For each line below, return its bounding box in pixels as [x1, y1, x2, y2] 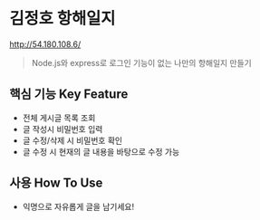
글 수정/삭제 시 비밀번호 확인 [22, 135, 123, 146]
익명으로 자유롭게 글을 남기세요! [22, 201, 134, 212]
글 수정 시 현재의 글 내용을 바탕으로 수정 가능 [22, 146, 180, 157]
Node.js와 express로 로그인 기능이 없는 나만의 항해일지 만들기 [31, 57, 252, 68]
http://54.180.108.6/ [9, 38, 82, 50]
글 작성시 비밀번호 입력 [22, 123, 103, 134]
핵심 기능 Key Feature [9, 87, 129, 102]
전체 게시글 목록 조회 [22, 112, 96, 123]
